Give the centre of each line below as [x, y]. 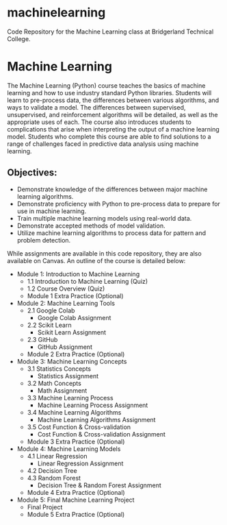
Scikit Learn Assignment [72, 332]
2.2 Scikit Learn [49, 325]
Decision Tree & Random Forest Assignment [99, 485]
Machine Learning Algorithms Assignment [96, 419]
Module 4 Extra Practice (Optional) [76, 492]
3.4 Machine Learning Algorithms [74, 412]
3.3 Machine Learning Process [70, 398]
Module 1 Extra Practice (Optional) [76, 295]
